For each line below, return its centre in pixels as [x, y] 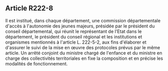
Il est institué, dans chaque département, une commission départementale [83, 20]
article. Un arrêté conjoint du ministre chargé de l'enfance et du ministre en [84, 53]
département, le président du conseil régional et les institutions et [74, 37]
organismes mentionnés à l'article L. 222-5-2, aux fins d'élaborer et [76, 42]
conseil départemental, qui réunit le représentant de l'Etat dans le [74, 31]
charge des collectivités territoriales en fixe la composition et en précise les [84, 58]
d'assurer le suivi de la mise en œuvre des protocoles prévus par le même [83, 47]
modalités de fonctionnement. [37, 63]
